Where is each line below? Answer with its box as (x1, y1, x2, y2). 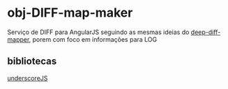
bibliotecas (7, 56, 57, 67)
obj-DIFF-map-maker (7, 5, 133, 21)
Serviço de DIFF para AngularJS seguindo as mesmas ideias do (7, 28, 190, 36)
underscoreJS (7, 74, 48, 82)
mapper (7, 35, 29, 43)
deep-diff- (190, 28, 221, 36)
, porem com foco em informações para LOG (29, 35, 158, 43)
